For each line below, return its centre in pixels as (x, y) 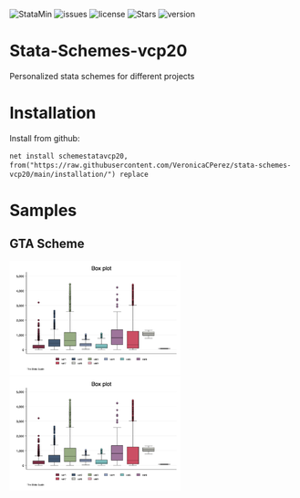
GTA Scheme (47, 244)
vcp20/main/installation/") (63, 174)
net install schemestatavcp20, (69, 156)
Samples (43, 211)
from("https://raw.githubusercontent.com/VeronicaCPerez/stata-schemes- (150, 165)
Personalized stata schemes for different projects (102, 76)
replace (134, 174)
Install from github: (45, 138)
